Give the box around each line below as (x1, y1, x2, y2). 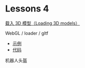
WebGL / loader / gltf (5, 30, 48, 36)
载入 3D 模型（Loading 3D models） (5, 20, 80, 26)
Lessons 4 (5, 3, 49, 14)
